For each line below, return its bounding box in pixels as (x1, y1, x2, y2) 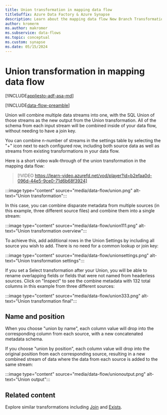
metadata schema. (5, 336, 43, 342)
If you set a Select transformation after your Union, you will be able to (5, 267, 148, 273)
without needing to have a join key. (5, 128, 77, 134)
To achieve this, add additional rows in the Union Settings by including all (5, 237, 155, 244)
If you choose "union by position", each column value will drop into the (5, 346, 150, 352)
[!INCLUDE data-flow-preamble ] (5, 102, 70, 108)
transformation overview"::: (31, 228, 87, 234)
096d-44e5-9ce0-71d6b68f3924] (17, 177, 87, 184)
